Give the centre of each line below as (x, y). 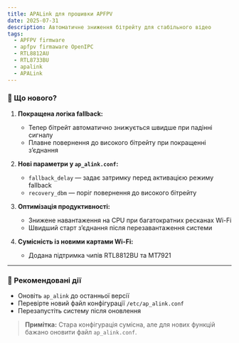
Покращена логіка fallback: (60, 114)
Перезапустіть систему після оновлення (79, 311)
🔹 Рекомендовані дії (44, 280)
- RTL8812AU (32, 54)
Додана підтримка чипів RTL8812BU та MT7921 (100, 255)
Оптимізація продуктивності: (64, 206)
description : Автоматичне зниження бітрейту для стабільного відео (110, 27)
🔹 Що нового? (32, 98)
